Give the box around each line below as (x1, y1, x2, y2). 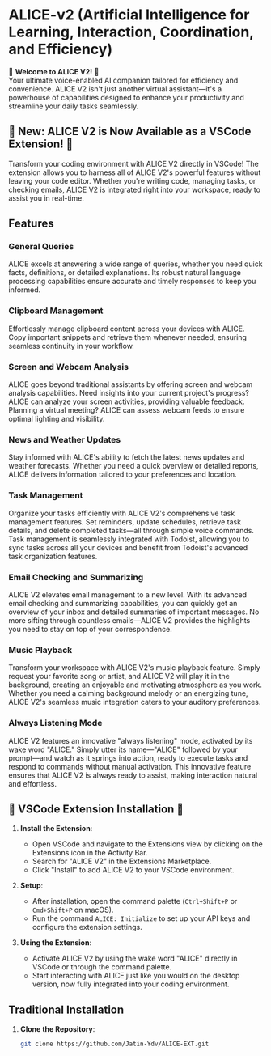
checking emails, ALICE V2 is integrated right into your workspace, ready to (8, 184, 261, 194)
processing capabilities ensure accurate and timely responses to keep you (8, 277, 256, 286)
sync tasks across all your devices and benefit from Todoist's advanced (8, 542, 248, 552)
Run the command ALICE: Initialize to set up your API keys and (32, 914, 251, 923)
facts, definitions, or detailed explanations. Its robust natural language (8, 268, 241, 278)
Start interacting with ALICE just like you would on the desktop (32, 971, 240, 981)
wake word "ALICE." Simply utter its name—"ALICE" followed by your (8, 744, 238, 754)
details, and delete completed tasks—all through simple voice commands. (8, 525, 255, 535)
